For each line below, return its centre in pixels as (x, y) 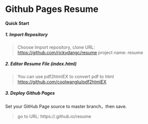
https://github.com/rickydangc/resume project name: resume (80, 52)
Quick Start (17, 23)
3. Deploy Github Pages (30, 93)
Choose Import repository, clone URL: (56, 47)
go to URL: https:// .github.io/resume (54, 116)
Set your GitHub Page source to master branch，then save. (66, 106)
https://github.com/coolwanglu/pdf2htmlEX (62, 82)
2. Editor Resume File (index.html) (41, 64)
